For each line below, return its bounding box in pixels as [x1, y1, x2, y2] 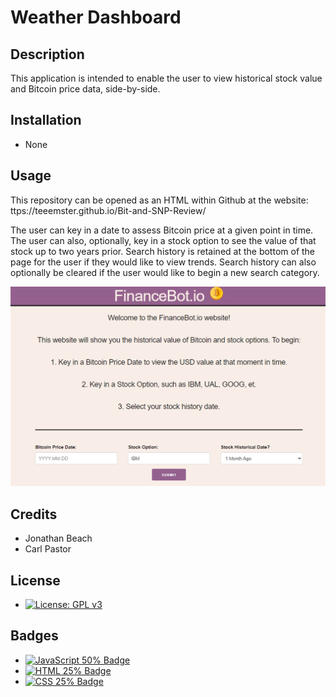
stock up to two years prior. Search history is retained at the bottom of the [10, 245, 316, 257]
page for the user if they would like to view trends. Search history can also [10, 256, 317, 268]
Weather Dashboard [10, 6, 182, 29]
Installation [10, 112, 82, 129]
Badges [10, 627, 59, 645]
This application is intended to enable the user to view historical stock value [10, 72, 323, 84]
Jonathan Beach [24, 532, 93, 545]
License [10, 572, 61, 589]
